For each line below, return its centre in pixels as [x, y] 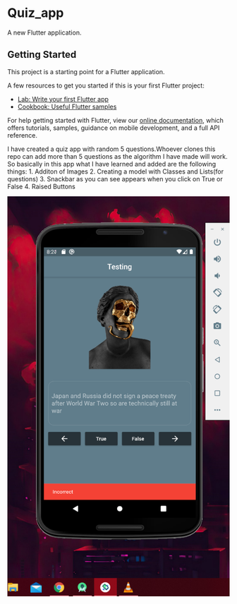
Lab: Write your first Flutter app [63, 99]
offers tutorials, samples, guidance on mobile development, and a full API [114, 128]
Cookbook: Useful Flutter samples [67, 107]
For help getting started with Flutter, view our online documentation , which [116, 120]
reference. [22, 135]
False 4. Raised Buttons [41, 186]
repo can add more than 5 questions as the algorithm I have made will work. [117, 156]
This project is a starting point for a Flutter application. [86, 71]
